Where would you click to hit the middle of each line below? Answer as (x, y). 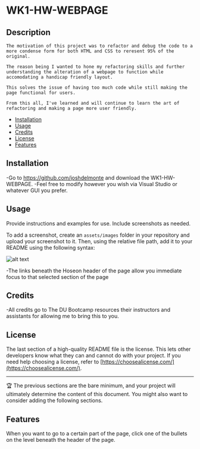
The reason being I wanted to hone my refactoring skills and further (96, 67)
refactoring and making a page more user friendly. (71, 108)
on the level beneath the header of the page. (61, 440)
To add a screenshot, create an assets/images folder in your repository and (98, 235)
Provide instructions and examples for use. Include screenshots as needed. (99, 223)
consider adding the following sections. (54, 401)
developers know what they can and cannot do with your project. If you (94, 356)
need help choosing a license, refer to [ (54, 362)
